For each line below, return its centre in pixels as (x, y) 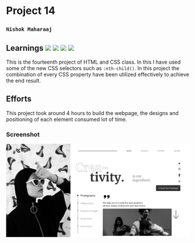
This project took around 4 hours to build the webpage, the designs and (93, 113)
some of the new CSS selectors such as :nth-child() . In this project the (93, 68)
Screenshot (23, 134)
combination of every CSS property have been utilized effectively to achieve (98, 74)
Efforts (19, 99)
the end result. (23, 81)
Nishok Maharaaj (29, 29)
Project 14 (31, 11)
